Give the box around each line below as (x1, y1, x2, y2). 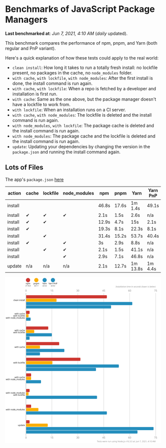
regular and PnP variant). (5, 45, 56, 51)
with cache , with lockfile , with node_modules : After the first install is (12, 75, 153, 81)
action (7, 190, 21, 196)
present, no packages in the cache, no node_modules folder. (12, 69, 132, 75)
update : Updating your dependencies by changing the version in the (12, 143, 151, 149)
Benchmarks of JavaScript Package (5, 3, 155, 15)
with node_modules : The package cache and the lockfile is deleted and (12, 133, 156, 139)
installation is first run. (12, 91, 58, 97)
